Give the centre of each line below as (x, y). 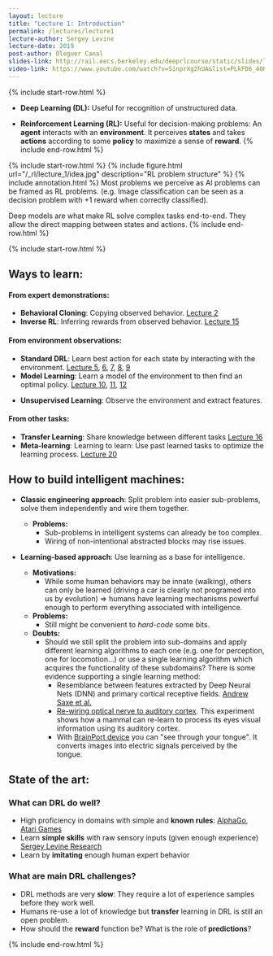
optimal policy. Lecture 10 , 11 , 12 (74, 384)
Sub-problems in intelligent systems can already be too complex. (153, 532)
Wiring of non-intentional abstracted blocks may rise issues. (145, 541)
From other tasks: (39, 419)
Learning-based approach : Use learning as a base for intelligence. (132, 557)
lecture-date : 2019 (41, 46)
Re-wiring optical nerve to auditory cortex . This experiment (156, 711)
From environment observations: (65, 340)
